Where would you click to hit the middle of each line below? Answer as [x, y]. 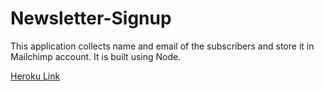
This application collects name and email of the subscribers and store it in [162, 46]
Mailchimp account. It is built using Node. [96, 56]
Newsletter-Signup [91, 18]
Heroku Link [35, 76]
